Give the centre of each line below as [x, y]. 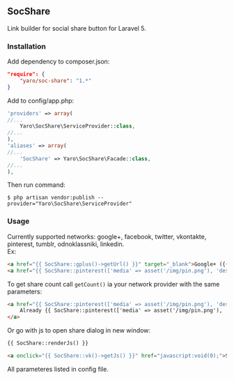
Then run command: [37, 185]
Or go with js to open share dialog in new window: [79, 330]
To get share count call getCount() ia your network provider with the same [114, 284]
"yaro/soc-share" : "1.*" [56, 81]
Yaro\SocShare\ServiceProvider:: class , [78, 126]
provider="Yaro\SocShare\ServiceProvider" [70, 204]
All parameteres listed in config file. [58, 369]
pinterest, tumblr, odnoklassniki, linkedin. [66, 244]
